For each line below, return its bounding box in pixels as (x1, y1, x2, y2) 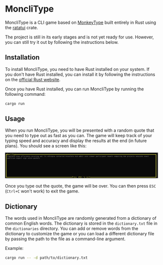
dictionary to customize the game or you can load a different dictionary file (5, 230, 154, 236)
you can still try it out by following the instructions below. (5, 39, 119, 45)
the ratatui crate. (5, 24, 38, 30)
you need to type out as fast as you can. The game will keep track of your (5, 133, 152, 139)
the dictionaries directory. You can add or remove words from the (5, 225, 138, 231)
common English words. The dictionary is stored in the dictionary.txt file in (5, 220, 158, 226)
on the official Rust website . (5, 76, 61, 82)
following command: (5, 91, 46, 97)
